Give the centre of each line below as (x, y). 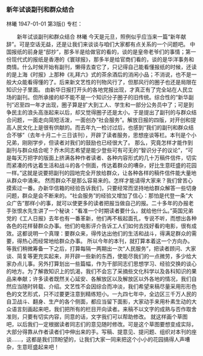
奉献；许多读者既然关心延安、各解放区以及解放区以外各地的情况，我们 (104, 279)
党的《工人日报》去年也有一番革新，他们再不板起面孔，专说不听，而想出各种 (101, 219)
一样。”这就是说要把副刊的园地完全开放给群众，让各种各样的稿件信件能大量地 (101, 173)
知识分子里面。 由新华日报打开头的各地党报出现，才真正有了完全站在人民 (97, 90)
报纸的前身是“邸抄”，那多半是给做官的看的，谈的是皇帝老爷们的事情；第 (101, 52)
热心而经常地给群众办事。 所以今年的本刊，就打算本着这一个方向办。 (108, 241)
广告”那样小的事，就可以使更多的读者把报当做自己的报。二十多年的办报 (100, 203)
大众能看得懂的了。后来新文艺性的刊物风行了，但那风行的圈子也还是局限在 (104, 82)
